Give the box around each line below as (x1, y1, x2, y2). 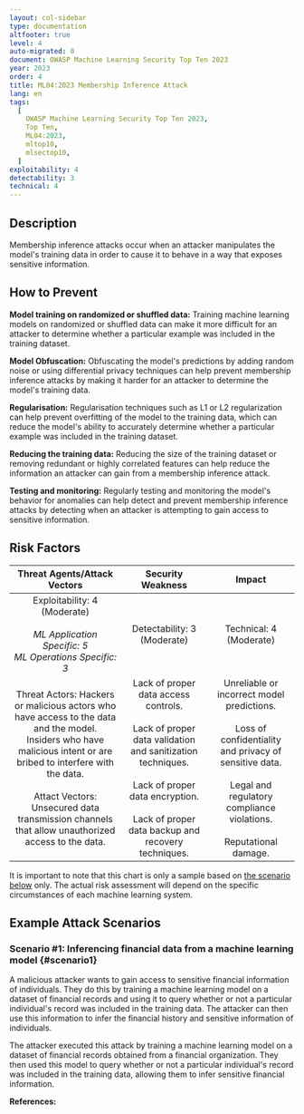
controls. (145, 699, 184, 712)
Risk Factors (9, 540, 81, 556)
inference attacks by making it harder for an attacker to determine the (9, 374, 270, 385)
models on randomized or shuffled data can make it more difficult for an (9, 318, 278, 329)
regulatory (229, 789, 273, 802)
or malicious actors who (14, 699, 117, 712)
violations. (229, 812, 273, 825)
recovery (145, 835, 184, 848)
